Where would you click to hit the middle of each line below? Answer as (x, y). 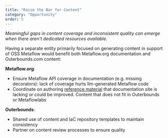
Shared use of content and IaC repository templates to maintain (78, 119)
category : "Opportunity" (31, 15)
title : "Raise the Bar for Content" (44, 10)
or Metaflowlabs (29, 100)
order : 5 (14, 19)
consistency (25, 125)
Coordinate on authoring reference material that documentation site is (85, 89)
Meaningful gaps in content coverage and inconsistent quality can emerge (83, 34)
